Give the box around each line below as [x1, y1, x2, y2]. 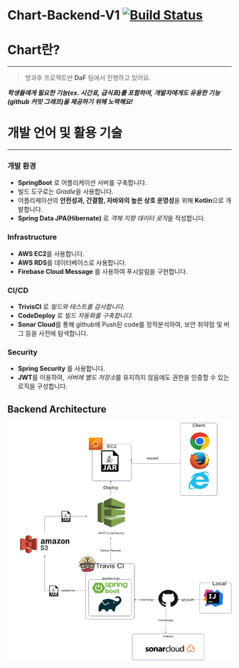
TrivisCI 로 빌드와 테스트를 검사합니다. [17, 302, 125, 311]
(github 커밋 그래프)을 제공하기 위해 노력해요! [7, 97, 133, 106]
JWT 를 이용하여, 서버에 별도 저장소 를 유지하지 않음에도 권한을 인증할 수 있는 [17, 373, 230, 382]
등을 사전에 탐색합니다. [25, 329, 89, 337]
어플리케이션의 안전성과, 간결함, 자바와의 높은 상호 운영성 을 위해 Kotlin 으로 [17, 196, 224, 205]
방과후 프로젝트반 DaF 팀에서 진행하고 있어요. [24, 73, 151, 82]
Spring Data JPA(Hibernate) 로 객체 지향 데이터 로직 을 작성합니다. [17, 214, 206, 223]
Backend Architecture [7, 403, 107, 415]
